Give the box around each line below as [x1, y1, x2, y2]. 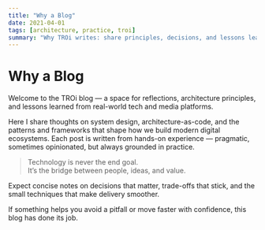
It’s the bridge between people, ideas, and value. [27, 166, 186, 176]
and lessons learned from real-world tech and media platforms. [8, 102, 214, 111]
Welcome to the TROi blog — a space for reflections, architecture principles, [8, 94, 256, 103]
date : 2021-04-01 [8, 19, 65, 27]
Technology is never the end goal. [27, 158, 139, 167]
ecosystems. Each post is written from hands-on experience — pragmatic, [8, 134, 250, 143]
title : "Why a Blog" [8, 11, 77, 20]
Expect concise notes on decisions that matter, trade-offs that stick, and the [8, 181, 255, 191]
